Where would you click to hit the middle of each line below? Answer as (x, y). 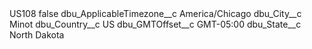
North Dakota (37, 35)
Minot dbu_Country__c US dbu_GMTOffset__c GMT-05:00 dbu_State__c (155, 24)
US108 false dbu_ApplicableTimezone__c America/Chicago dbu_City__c (155, 13)
